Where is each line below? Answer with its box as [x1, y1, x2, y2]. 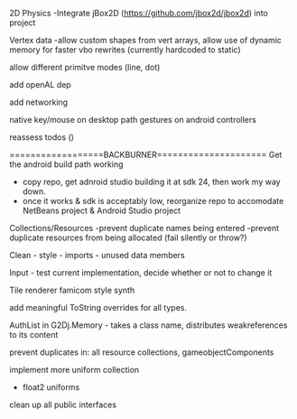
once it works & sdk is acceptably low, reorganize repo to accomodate [22, 196, 284, 206]
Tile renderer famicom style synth [9, 284, 135, 295]
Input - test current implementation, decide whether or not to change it [9, 267, 273, 278]
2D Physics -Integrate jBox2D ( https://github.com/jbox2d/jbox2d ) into [9, 8, 269, 18]
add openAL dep [9, 79, 72, 89]
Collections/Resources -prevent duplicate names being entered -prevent [9, 223, 280, 233]
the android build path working [9, 159, 124, 170]
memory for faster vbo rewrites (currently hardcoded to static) [9, 44, 241, 55]
